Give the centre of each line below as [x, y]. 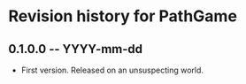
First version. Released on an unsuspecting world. [112, 70]
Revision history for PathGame [123, 16]
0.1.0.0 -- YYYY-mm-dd [76, 49]
